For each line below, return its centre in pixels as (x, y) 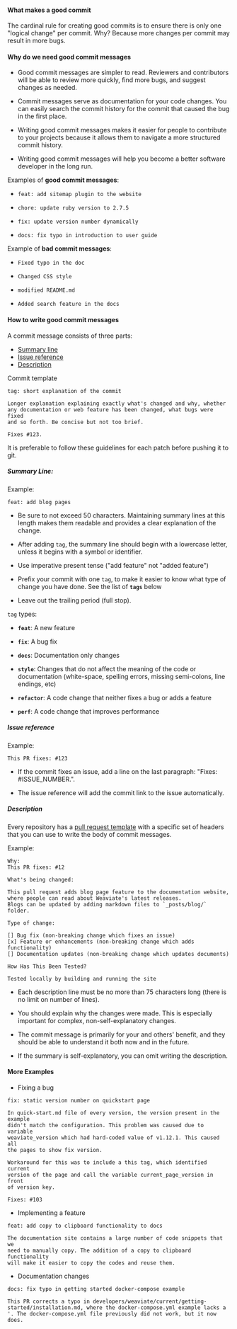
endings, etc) (37, 684)
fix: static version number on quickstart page (79, 1100)
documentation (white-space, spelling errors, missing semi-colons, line (121, 676)
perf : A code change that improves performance (88, 711)
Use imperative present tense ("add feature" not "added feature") (113, 565)
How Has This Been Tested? (47, 966)
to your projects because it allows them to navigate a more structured (119, 137)
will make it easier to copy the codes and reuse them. (91, 1263)
